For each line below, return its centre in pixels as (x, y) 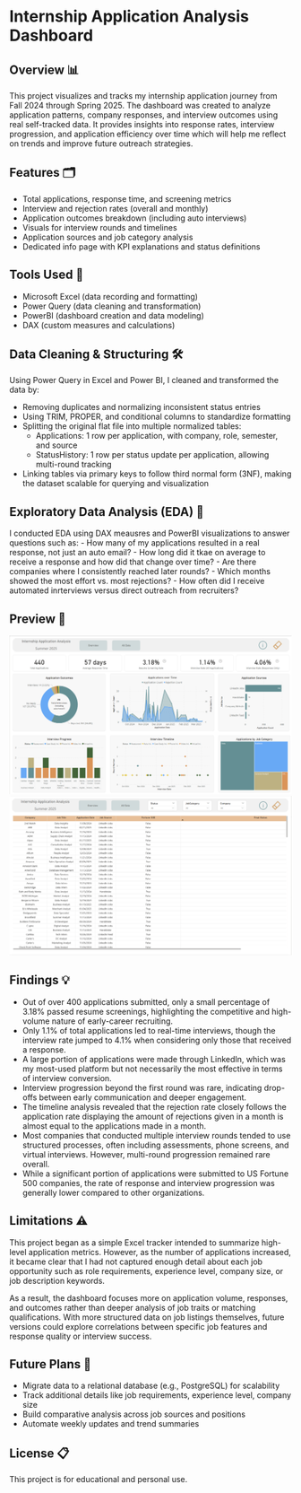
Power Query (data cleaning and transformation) (112, 306)
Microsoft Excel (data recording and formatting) (110, 296)
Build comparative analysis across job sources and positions (134, 1414)
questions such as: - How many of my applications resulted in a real (134, 543)
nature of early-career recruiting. (112, 1021)
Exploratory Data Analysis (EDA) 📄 (107, 512)
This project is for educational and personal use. (99, 1480)
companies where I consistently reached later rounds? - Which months (140, 572)
